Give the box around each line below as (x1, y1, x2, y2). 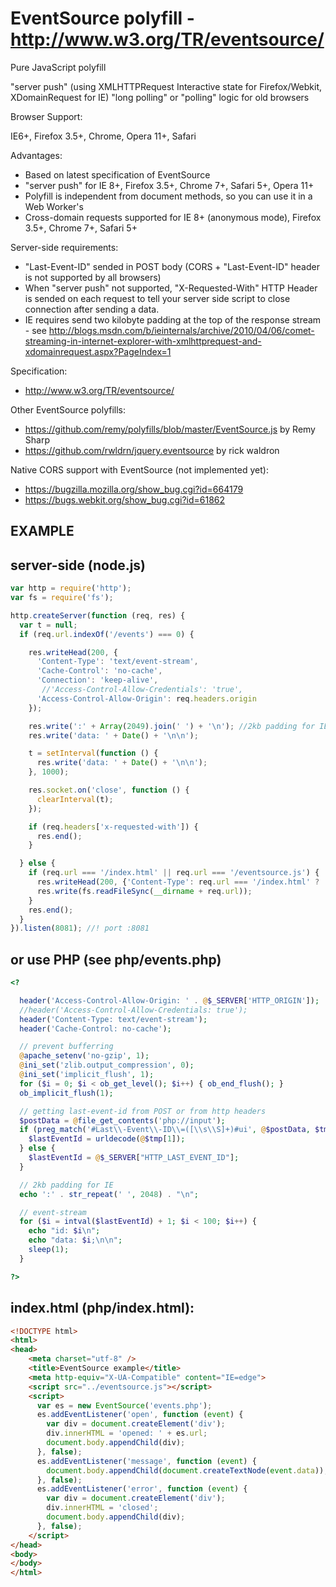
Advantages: (10, 149, 63, 161)
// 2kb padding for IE (19, 1180, 114, 1190)
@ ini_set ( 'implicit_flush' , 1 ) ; (19, 1070, 155, 1080)
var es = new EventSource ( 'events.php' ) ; (36, 1400, 213, 1411)
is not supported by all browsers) (24, 271, 162, 283)
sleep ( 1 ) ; (28, 1245, 70, 1255)
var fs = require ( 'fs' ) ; (10, 593, 114, 603)
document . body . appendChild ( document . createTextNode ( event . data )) (46, 1465, 325, 1476)
